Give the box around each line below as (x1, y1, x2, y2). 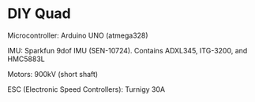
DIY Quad (7, 5, 72, 23)
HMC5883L (7, 54, 45, 64)
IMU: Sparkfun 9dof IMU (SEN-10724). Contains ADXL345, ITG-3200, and (7, 46, 248, 55)
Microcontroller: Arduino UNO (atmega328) (7, 31, 148, 40)
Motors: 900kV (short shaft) (7, 69, 99, 78)
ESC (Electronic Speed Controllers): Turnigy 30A (7, 84, 166, 94)
